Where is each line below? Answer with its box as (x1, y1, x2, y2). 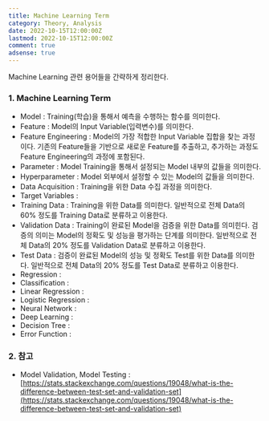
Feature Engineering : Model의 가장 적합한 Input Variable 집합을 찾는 (19, 132, 241, 141)
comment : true (8, 42, 56, 50)
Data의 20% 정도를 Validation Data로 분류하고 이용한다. (28, 241, 206, 250)
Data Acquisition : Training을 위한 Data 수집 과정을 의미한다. (19, 182, 213, 192)
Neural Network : (19, 304, 77, 314)
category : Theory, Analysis (8, 19, 103, 27)
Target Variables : (19, 191, 79, 200)
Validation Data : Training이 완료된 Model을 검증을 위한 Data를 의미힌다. (19, 221, 251, 230)
